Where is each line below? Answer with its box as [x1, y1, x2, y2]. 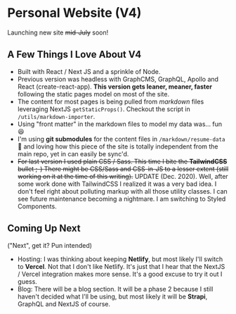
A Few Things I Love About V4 [7, 49, 142, 61]
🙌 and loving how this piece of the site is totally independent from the [17, 142, 219, 151]
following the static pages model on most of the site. [17, 89, 170, 98]
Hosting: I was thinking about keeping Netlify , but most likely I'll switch [17, 255, 223, 263]
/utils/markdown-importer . [17, 112, 96, 120]
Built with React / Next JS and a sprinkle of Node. [17, 67, 161, 75]
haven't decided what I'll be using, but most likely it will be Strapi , [17, 292, 208, 301]
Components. [17, 202, 58, 211]
